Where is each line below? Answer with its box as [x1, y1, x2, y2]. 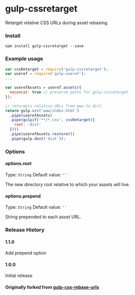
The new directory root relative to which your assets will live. [5, 181, 130, 187]
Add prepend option [5, 250, 46, 256]
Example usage [5, 55, 43, 62]
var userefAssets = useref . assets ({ [5, 85, 81, 90]
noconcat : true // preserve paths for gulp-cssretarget [9, 90, 128, 95]
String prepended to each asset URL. [5, 214, 81, 220]
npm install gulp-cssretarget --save [5, 44, 84, 49]
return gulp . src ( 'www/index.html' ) [5, 108, 79, 113]
